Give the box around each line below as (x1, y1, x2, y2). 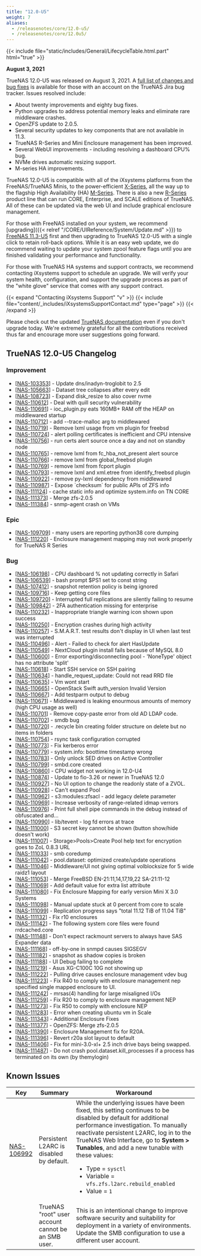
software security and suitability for (75, 1214, 176, 1222)
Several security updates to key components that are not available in (14, 127, 184, 134)
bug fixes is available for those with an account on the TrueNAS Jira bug (6, 83, 185, 90)
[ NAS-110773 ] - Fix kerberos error (14, 742, 99, 749)
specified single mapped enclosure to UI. (14, 984, 117, 991)
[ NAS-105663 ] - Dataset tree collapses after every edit (14, 386, 150, 393)
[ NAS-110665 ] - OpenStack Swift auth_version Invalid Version (14, 685, 166, 692)
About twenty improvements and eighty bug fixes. (14, 101, 139, 108)
